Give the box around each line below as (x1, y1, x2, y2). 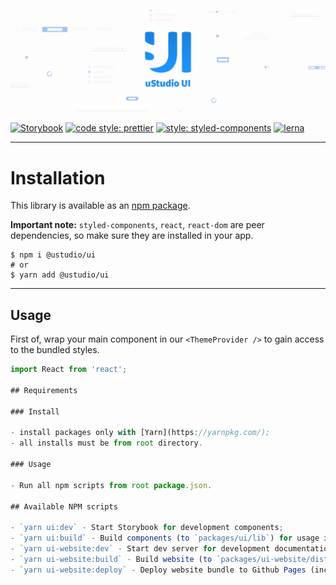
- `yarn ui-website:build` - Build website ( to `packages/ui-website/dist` (10, 554, 333, 564)
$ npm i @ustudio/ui (10, 250, 97, 260)
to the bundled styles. (10, 344, 100, 356)
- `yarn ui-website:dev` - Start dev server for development (10, 544, 271, 554)
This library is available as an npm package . (10, 200, 191, 212)
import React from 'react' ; (10, 365, 128, 375)
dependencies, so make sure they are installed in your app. (10, 230, 254, 242)
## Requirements (10, 385, 78, 395)
